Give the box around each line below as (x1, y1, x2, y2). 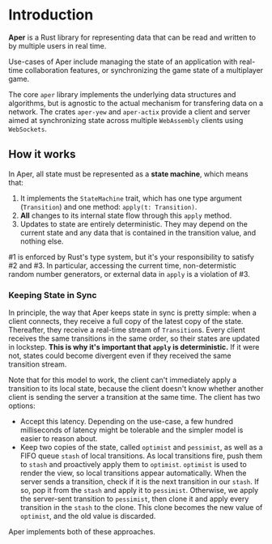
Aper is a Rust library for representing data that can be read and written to (8, 32, 257, 42)
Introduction (8, 6, 94, 24)
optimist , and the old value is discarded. (19, 512, 156, 521)
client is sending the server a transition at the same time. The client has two (8, 393, 261, 402)
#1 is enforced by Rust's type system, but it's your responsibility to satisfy (8, 252, 255, 261)
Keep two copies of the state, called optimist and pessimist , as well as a (19, 443, 263, 453)
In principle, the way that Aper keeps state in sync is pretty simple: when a (8, 308, 257, 317)
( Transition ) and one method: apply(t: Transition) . (19, 202, 198, 211)
